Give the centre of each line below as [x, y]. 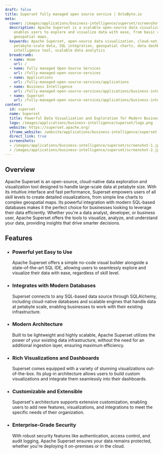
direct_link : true [28, 136]
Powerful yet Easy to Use [42, 252]
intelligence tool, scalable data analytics [59, 50]
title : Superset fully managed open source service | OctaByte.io [73, 14]
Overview [20, 170]
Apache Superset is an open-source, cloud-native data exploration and [76, 181]
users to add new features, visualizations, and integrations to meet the [82, 407]
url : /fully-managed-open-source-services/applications [72, 82]
